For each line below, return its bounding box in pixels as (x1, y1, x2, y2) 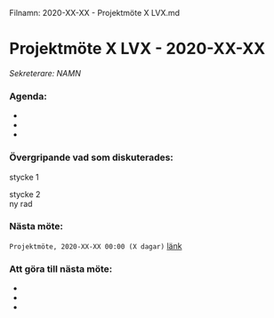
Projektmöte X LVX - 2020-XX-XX (9, 39, 266, 59)
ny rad (9, 198, 33, 209)
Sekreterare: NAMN (9, 68, 82, 78)
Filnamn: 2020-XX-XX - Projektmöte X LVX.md (9, 8, 181, 18)
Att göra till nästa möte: (9, 262, 113, 274)
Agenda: (9, 90, 47, 102)
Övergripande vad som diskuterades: (9, 151, 173, 163)
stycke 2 (9, 188, 41, 199)
